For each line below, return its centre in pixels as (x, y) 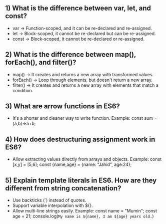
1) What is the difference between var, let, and (78, 8)
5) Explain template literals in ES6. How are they (81, 180)
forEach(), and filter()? (41, 62)
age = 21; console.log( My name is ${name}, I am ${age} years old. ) (83, 216)
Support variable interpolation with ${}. (53, 205)
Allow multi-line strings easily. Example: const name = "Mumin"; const (85, 211)
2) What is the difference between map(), (71, 55)
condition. (23, 90)
